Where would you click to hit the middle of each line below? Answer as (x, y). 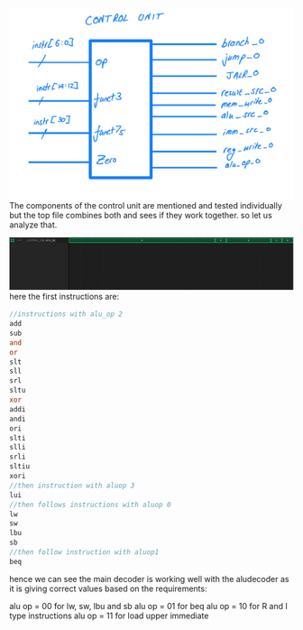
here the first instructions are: (64, 297)
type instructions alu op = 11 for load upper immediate (109, 616)
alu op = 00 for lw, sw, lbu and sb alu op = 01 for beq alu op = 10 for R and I (149, 606)
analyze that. (33, 225)
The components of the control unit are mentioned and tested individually (146, 205)
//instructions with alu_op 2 (66, 314)
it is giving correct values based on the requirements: (108, 588)
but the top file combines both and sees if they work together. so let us (141, 215)
